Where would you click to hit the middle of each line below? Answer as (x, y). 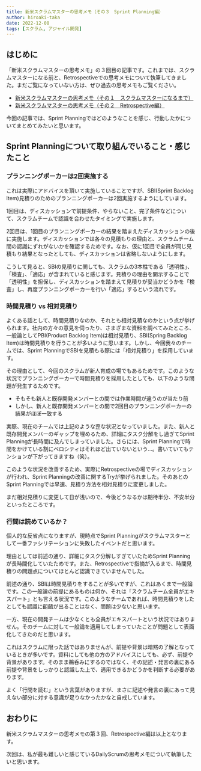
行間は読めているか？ (37, 521)
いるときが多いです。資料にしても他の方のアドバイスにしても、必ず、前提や (100, 655)
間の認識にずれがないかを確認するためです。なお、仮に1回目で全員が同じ (97, 246)
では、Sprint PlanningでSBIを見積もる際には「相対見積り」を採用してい (100, 351)
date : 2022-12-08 (28, 23)
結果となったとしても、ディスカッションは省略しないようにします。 (105, 254)
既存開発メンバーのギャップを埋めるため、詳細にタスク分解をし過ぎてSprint (100, 434)
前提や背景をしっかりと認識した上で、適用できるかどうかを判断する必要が (98, 670)
